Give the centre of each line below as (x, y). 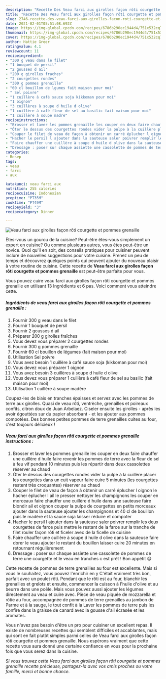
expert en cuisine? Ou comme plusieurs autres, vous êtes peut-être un (77, 245)
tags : (11, 161)
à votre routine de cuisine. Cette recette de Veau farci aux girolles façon (80, 266)
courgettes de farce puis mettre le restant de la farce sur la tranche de (84, 527)
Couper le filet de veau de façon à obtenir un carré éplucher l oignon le (85, 491)
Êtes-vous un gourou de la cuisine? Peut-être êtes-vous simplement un (78, 240)
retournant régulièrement (38, 548)
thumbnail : (17, 33)
